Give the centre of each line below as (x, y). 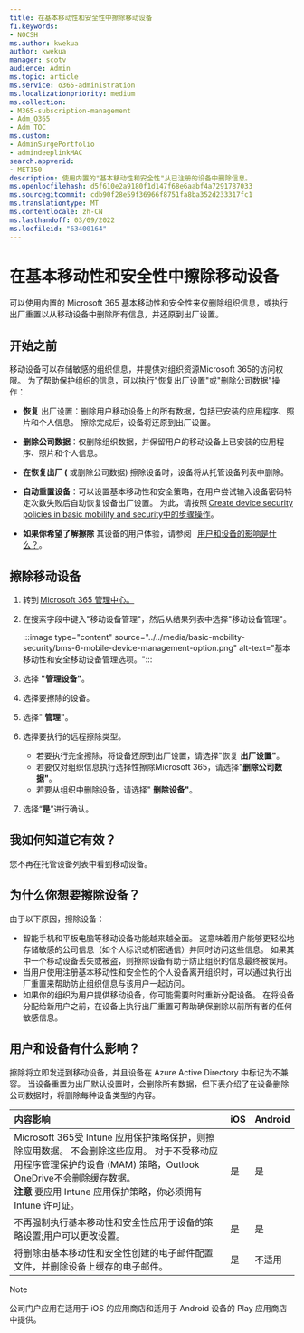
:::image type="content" (67, 637)
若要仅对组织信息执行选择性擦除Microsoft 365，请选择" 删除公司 (155, 767)
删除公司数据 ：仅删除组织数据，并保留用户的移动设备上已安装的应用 (149, 442)
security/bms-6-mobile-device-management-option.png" (130, 648)
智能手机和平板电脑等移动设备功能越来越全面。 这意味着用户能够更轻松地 (158, 938)
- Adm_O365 (30, 119)
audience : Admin (40, 69)
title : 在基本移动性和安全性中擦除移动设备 (81, 18)
